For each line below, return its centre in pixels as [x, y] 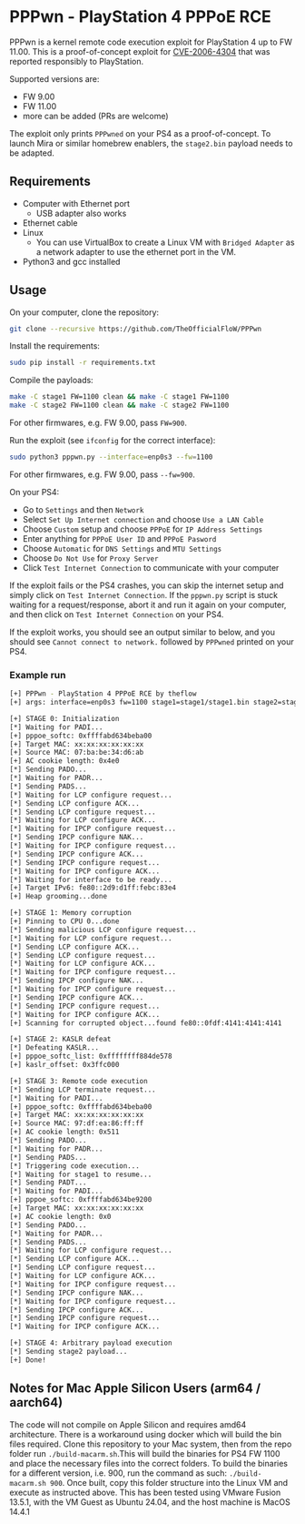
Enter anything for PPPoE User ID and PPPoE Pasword [119, 538]
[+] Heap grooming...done [58, 897]
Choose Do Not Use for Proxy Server [90, 558]
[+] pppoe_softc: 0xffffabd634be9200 [81, 1200]
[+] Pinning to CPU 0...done [64, 921]
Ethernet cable [50, 223]
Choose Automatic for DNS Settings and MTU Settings [122, 548]
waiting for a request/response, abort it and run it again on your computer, [148, 605]
